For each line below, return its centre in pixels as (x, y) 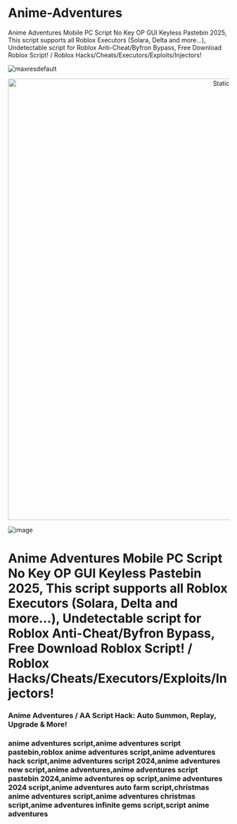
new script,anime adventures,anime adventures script (103, 770)
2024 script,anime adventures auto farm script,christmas (109, 787)
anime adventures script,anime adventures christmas (102, 796)
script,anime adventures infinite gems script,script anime (109, 805)
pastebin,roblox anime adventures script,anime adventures (112, 752)
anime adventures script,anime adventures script (95, 743)
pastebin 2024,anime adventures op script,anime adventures (115, 778)
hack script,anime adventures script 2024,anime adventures (114, 760)
